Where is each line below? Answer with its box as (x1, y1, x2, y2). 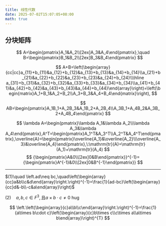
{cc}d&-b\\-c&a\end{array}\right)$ (5, 184, 75, 190)
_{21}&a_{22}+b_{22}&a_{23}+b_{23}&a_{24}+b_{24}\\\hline (22, 75, 144, 81)
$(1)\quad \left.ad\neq (5, 174, 50, 180)
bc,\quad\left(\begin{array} (50, 174, 106, 180)
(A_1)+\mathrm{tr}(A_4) (56, 146, 103, 152)
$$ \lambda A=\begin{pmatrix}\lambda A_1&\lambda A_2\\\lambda (16, 120, 150, 126)
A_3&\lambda (70, 126, 96, 132)
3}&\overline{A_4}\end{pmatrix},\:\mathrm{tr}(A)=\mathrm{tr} (20, 141, 146, 147)
